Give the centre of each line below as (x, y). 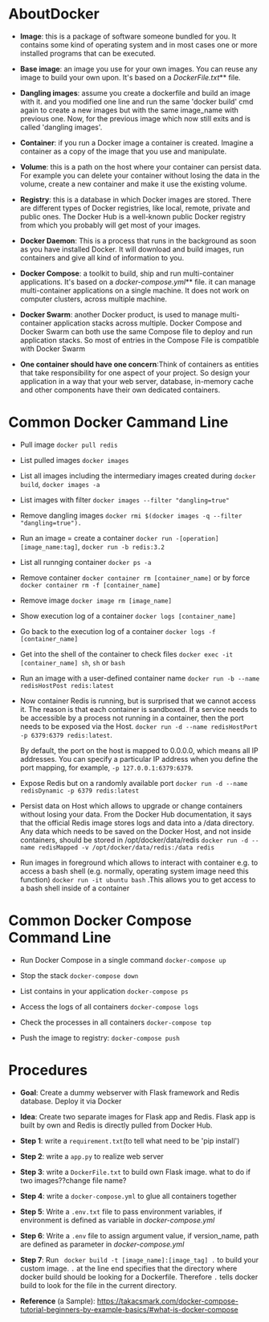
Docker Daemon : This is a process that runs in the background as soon (138, 240)
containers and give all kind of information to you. (102, 257)
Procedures (48, 1070)
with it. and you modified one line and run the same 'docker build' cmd (137, 101)
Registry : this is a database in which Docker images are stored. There (135, 199)
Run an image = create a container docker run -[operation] (119, 538)
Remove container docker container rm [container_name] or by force (135, 577)
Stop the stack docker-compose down (79, 975)
